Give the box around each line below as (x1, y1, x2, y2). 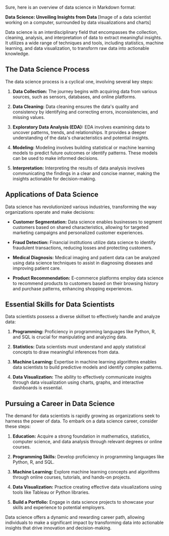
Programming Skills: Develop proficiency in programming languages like (12, 454, 164, 460)
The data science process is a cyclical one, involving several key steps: (5, 78, 153, 85)
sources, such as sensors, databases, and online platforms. (12, 93, 137, 100)
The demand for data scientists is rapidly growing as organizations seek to (5, 413, 160, 419)
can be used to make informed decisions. (12, 155, 99, 161)
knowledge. (5, 50, 30, 56)
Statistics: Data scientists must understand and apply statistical (12, 344, 146, 350)
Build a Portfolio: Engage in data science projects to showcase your (12, 499, 154, 505)
